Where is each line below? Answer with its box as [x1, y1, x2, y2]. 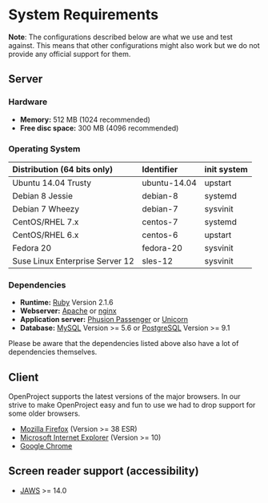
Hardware [8, 96, 48, 107]
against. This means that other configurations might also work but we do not [8, 40, 260, 50]
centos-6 [142, 229, 178, 240]
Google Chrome [19, 441, 73, 451]
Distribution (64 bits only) [12, 163, 114, 175]
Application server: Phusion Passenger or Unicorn [19, 315, 189, 324]
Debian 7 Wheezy [12, 203, 80, 214]
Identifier [142, 163, 178, 175]
